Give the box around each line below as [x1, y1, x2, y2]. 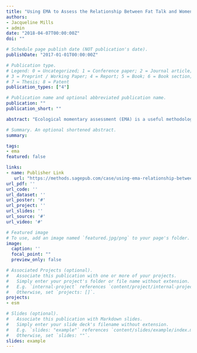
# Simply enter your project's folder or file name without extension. [6, 278, 191, 284]
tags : [6, 143, 19, 149]
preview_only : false [11, 257, 62, 263]
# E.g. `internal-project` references [6, 284, 107, 290]
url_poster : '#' [6, 197, 46, 203]
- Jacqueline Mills [6, 19, 54, 25]
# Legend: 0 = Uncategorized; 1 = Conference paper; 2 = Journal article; [6, 68, 193, 74]
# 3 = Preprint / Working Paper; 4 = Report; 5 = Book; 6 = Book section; [6, 73, 193, 79]
